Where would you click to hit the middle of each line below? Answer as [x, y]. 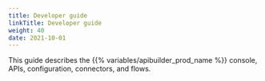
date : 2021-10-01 [37, 38]
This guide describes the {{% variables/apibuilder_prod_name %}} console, [133, 60]
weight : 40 [26, 30]
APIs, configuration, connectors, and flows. [80, 69]
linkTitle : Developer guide [55, 23]
